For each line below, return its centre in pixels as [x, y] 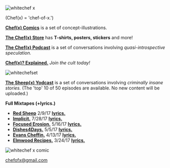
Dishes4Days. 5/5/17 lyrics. [42, 129]
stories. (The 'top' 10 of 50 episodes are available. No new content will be [82, 88]
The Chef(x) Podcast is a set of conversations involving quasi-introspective [85, 47]
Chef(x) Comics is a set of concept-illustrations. [56, 28]
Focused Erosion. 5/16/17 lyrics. [47, 124]
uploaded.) [17, 93]
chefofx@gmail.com [27, 160]
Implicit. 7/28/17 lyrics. [38, 118]
